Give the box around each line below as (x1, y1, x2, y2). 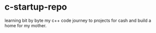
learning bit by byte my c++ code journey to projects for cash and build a (4, 17, 152, 23)
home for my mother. (4, 22, 47, 28)
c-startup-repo (4, 1, 67, 13)
